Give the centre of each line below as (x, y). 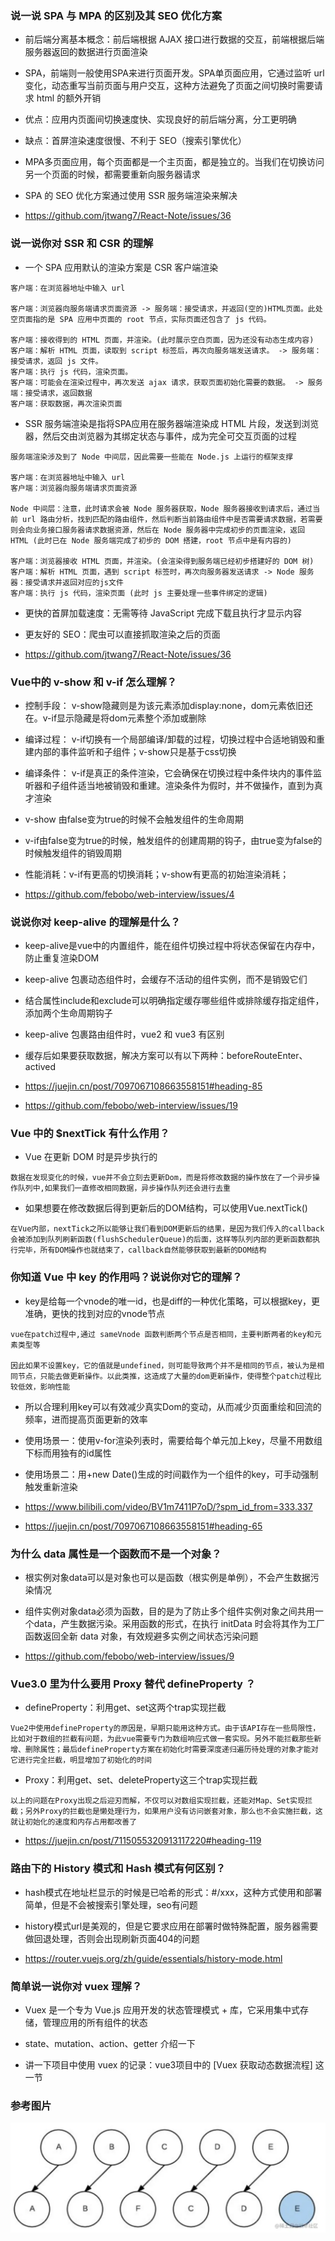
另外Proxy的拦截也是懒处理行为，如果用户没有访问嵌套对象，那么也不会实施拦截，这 (173, 1812)
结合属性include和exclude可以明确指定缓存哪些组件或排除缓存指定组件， (174, 1001)
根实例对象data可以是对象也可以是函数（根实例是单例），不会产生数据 (167, 1578)
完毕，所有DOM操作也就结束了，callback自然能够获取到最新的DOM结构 (142, 1250)
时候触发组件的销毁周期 (73, 853)
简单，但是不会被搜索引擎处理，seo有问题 (111, 1904)
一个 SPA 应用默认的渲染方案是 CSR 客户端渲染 (121, 267)
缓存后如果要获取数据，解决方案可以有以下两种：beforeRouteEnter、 (166, 1056)
